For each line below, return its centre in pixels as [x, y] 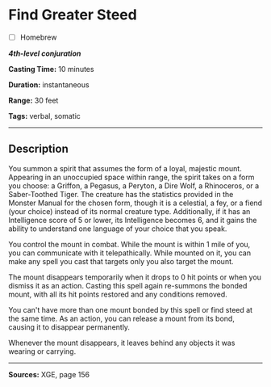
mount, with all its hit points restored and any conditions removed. [118, 294]
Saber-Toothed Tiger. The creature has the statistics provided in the [121, 194]
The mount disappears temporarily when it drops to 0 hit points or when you [135, 277]
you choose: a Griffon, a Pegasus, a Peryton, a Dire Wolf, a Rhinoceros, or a [134, 185]
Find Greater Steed [73, 15]
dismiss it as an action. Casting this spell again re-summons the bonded [128, 285]
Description [38, 149]
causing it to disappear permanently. [69, 327]
